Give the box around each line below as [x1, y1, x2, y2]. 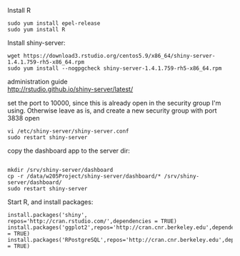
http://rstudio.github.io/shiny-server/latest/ [7, 85, 134, 93]
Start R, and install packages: [7, 198, 94, 206]
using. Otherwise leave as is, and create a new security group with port [7, 106, 217, 115]
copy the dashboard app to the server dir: [7, 146, 131, 155]
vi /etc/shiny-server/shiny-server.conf [7, 128, 130, 135]
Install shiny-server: [7, 39, 66, 47]
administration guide [7, 78, 68, 86]
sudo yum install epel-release [7, 20, 101, 27]
